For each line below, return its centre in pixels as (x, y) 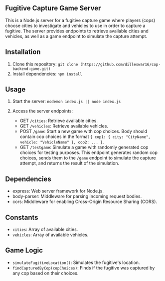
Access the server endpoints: (43, 111)
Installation (23, 52)
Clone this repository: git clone (45, 64)
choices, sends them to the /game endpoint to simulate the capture (88, 158)
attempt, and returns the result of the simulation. (70, 163)
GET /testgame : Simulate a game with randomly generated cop (84, 147)
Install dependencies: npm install (47, 73)
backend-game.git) (31, 69)
